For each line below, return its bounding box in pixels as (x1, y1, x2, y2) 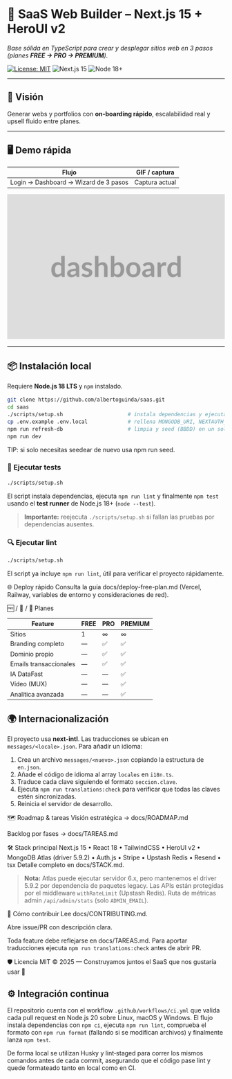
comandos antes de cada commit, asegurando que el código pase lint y (7, 1056, 211, 1065)
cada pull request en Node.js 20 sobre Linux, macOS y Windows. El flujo (7, 1014, 213, 1022)
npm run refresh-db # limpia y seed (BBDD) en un (7, 425, 215, 432)
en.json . (17, 763, 41, 772)
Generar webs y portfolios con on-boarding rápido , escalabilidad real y (7, 109, 211, 118)
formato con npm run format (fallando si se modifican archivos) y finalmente (7, 1028, 223, 1037)
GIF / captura (135, 168, 175, 177)
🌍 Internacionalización (7, 713, 109, 725)
